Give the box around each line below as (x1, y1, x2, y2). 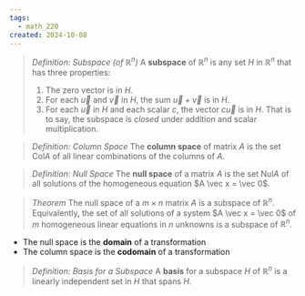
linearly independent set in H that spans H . (31, 276, 192, 287)
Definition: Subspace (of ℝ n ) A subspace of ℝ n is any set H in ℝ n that (31, 56, 292, 68)
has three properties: (31, 67, 111, 78)
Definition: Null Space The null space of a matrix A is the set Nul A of (31, 168, 290, 179)
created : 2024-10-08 (9, 30, 88, 39)
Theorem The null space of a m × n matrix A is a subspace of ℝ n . (31, 196, 275, 208)
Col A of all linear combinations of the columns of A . (31, 151, 226, 162)
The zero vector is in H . (45, 85, 134, 96)
